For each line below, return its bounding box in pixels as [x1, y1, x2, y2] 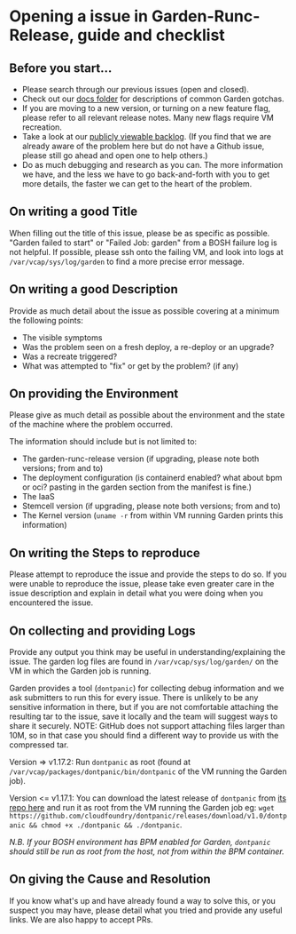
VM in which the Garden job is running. [9, 666, 152, 676]
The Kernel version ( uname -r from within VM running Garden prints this [21, 510, 284, 521]
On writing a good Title [9, 204, 138, 220]
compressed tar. [9, 739, 69, 750]
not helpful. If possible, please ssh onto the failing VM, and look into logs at [9, 246, 284, 257]
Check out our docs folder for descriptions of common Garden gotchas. [21, 93, 285, 104]
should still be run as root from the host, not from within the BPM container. [9, 846, 285, 857]
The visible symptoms [21, 331, 103, 343]
